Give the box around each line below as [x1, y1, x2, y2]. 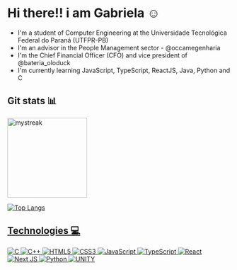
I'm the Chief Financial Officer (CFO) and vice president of [17, 51, 188, 60]
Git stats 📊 [7, 95, 57, 107]
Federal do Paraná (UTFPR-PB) [17, 35, 109, 44]
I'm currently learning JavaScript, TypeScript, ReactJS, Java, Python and [17, 66, 231, 74]
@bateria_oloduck [17, 58, 71, 67]
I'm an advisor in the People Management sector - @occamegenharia [17, 43, 221, 52]
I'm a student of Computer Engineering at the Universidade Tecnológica [17, 28, 228, 37]
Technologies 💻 [7, 225, 81, 237]
